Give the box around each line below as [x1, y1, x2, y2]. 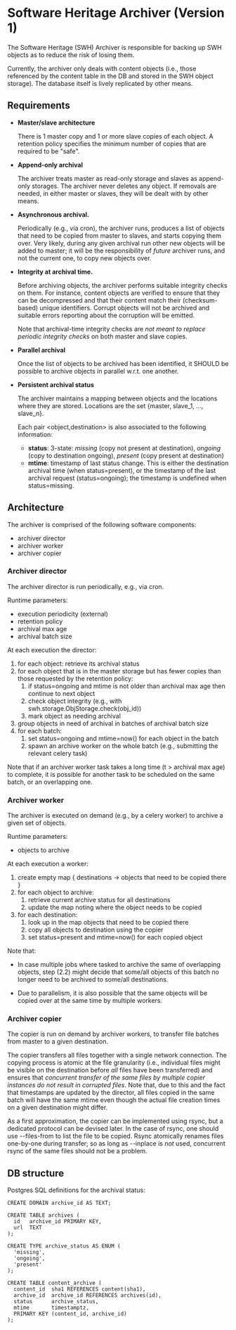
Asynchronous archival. [17, 210, 90, 219]
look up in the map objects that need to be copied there [27, 918, 189, 927]
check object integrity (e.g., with [27, 697, 122, 705]
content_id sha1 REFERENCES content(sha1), [13, 1286, 146, 1293]
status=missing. [27, 481, 74, 490]
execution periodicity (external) [17, 609, 109, 618]
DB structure [7, 1167, 65, 1179]
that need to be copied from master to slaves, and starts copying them [17, 231, 221, 240]
